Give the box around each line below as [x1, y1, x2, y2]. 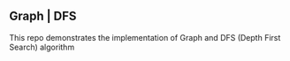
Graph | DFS [9, 9, 77, 24]
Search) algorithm [9, 42, 75, 52]
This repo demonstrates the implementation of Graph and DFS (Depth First [9, 32, 281, 42]
